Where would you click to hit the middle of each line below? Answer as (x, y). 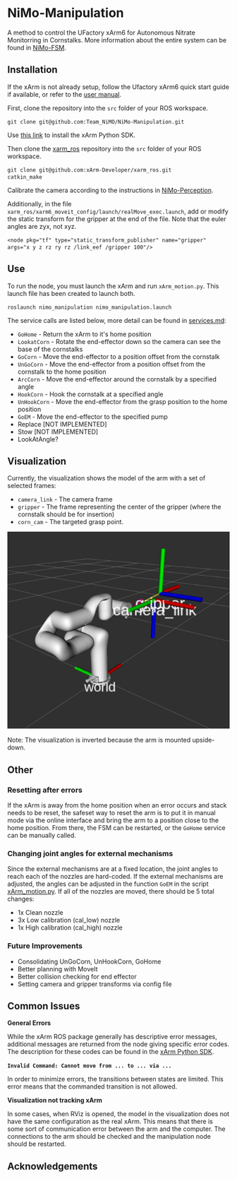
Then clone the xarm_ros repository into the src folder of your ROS (104, 148)
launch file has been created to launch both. (71, 293)
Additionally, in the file (39, 203)
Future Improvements (45, 946)
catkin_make (25, 177)
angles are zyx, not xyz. (42, 226)
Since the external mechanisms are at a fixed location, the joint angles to (113, 869)
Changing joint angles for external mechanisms (90, 853)
